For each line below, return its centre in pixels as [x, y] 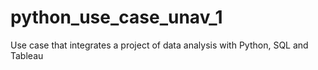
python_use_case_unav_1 [116, 17]
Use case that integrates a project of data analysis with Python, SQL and [159, 45]
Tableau [27, 55]
